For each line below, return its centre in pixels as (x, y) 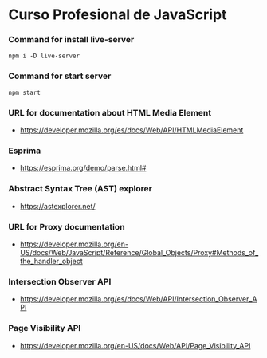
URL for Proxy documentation (67, 226)
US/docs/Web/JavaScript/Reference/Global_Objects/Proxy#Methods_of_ (139, 252)
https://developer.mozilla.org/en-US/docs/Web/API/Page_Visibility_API (135, 345)
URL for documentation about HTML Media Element (110, 112)
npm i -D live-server (44, 56)
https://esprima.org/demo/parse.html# (83, 168)
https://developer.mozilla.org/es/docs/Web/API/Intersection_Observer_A (138, 299)
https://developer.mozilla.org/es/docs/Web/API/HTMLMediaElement (132, 130)
